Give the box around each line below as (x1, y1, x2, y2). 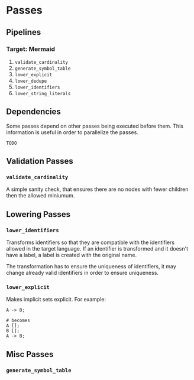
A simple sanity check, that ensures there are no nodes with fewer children (6, 186, 189, 193)
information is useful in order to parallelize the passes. (6, 128, 139, 136)
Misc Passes (6, 349, 54, 359)
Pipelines (6, 27, 41, 37)
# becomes (6, 317, 31, 324)
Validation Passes (6, 156, 74, 166)
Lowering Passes (6, 209, 71, 219)
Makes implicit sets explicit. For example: (6, 296, 106, 303)
